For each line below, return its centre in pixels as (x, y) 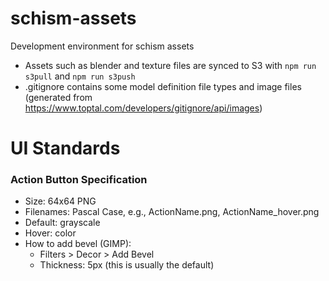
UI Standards (65, 148)
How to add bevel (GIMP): (78, 244)
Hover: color (50, 233)
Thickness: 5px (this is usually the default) (127, 265)
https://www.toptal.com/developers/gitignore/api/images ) (143, 108)
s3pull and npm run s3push (80, 76)
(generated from (58, 97)
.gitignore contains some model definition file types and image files (163, 86)
